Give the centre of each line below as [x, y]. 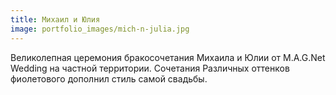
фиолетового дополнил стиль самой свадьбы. [109, 78]
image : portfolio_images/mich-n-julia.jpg [100, 29]
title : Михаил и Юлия [55, 19]
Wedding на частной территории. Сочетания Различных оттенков [150, 68]
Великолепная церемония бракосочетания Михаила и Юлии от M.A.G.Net [168, 57]
